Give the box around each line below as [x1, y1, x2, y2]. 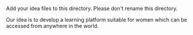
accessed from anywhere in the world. [6, 23, 99, 29]
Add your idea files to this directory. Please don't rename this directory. [6, 5, 178, 12]
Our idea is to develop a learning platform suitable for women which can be [6, 16, 187, 23]
